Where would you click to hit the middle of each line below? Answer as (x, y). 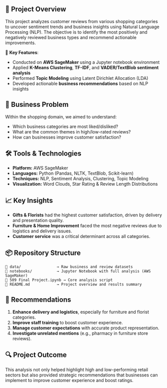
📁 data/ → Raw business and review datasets (69, 267)
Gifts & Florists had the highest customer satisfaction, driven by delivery (87, 215)
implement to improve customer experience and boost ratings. (69, 380)
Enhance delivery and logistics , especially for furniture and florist (80, 312)
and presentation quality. (38, 220)
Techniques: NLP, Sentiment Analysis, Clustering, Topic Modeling (80, 179)
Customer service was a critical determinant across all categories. (81, 236)
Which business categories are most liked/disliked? (65, 126)
